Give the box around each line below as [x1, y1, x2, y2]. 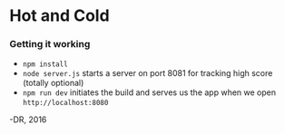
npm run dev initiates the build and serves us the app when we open [22, 87, 277, 98]
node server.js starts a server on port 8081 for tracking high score [22, 68, 273, 79]
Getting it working [9, 38, 91, 51]
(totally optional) [22, 78, 84, 89]
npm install [22, 60, 68, 69]
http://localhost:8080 [22, 99, 109, 108]
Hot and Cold [9, 5, 111, 26]
